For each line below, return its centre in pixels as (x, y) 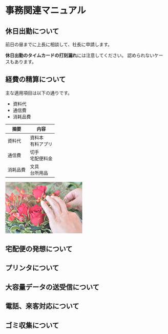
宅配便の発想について (39, 249)
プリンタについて (32, 268)
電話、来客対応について (42, 306)
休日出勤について (32, 31)
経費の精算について (36, 79)
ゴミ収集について (32, 325)
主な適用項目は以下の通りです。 (39, 92)
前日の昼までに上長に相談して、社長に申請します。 (59, 44)
